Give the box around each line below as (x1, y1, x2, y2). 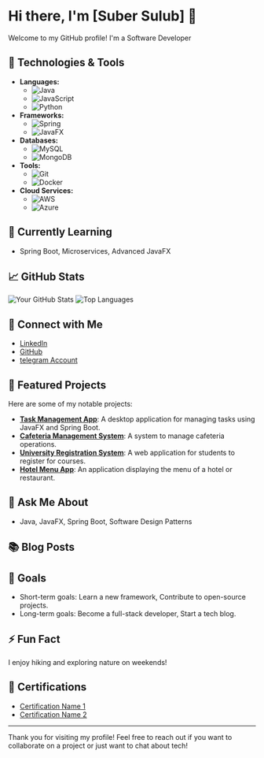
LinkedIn (19, 339, 48, 348)
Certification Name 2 (19, 709, 88, 719)
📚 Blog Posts (8, 541, 75, 554)
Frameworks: (19, 110, 64, 120)
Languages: (19, 76, 60, 86)
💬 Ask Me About (8, 496, 89, 509)
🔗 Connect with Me (8, 318, 104, 331)
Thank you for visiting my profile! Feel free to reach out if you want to (8, 732, 233, 741)
